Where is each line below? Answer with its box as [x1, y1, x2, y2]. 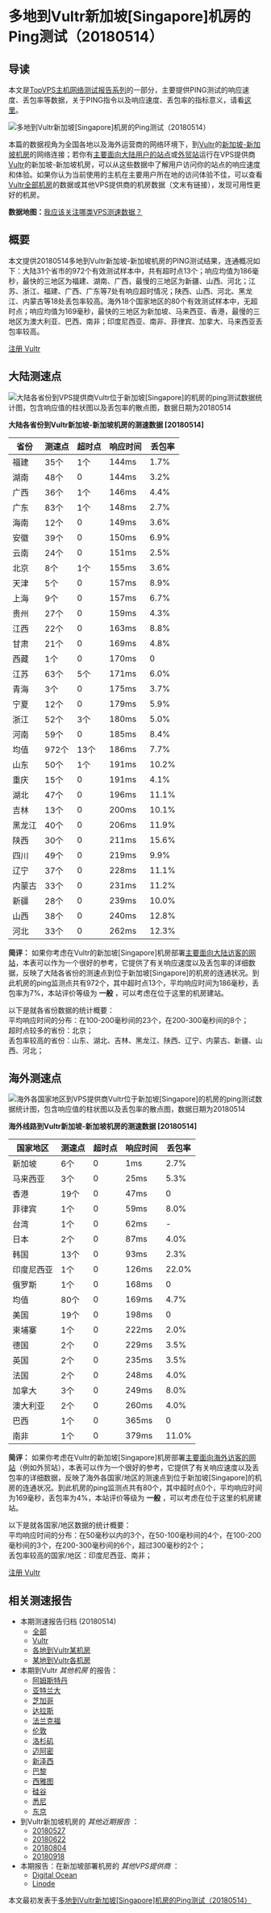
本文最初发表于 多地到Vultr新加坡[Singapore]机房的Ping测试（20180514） [8, 1895, 252, 1905]
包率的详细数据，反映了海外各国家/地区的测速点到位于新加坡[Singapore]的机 [8, 1473, 262, 1483]
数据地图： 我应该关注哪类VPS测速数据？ [8, 207, 143, 216]
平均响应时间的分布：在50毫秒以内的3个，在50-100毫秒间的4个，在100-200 [8, 1531, 262, 1540]
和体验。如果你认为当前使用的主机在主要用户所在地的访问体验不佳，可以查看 [8, 170, 263, 179]
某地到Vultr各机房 [31, 1656, 91, 1665]
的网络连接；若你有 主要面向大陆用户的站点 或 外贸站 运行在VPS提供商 [29, 150, 256, 159]
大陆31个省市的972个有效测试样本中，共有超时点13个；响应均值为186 [22, 265, 252, 275]
